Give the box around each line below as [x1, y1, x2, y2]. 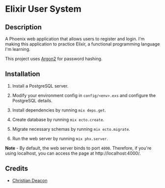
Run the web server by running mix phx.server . [12, 136, 108, 141]
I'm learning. [5, 47, 30, 52]
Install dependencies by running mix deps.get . [12, 107, 107, 113]
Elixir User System [5, 3, 82, 15]
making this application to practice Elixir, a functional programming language [5, 41, 160, 47]
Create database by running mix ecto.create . [12, 117, 105, 122]
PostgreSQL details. [12, 97, 53, 103]
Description [5, 23, 42, 31]
